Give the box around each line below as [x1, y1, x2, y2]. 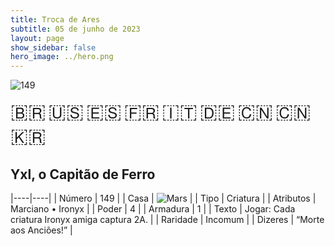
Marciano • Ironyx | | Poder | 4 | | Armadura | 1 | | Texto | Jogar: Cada [10, 202, 296, 215]
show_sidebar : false [10, 42, 97, 53]
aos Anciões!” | [10, 224, 73, 236]
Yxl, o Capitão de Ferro [10, 166, 156, 183]
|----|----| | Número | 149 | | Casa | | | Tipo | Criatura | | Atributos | [10, 192, 317, 204]
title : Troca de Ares [10, 14, 101, 25]
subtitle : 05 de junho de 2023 [10, 24, 141, 34]
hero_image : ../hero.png [10, 52, 114, 62]
